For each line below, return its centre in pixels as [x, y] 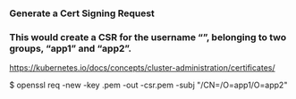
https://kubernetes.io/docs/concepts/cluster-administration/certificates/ [142, 68]
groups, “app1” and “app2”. [71, 48]
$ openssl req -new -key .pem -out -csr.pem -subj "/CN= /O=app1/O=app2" [148, 85]
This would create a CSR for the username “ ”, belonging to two [148, 37]
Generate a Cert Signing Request [82, 13]
